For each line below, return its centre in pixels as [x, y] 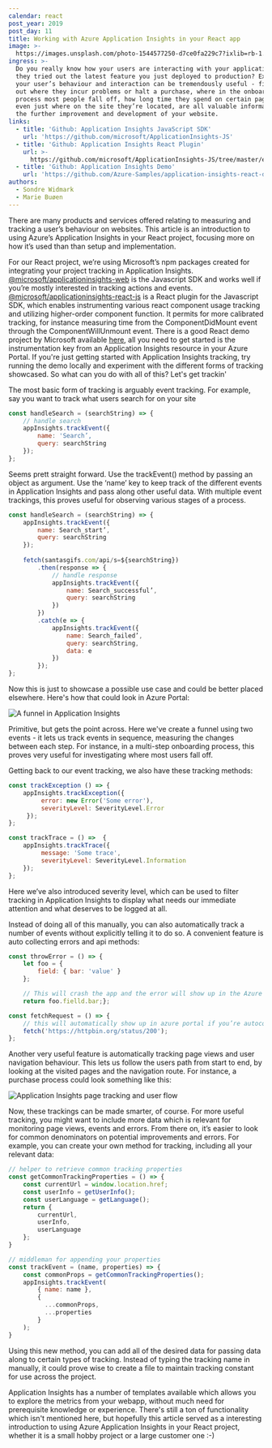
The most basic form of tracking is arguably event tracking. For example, [130, 390]
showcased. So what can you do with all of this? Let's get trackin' [118, 374]
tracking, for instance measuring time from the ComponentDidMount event [133, 322]
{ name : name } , [65, 1290]
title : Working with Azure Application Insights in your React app [125, 39]
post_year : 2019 [36, 24]
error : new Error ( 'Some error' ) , [97, 801]
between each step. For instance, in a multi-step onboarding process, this [132, 746]
